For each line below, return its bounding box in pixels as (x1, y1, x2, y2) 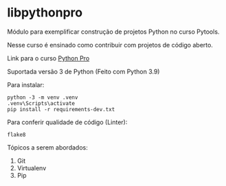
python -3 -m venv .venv (7, 94, 78, 101)
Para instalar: (7, 80, 45, 89)
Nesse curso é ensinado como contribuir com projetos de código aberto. (7, 40, 213, 49)
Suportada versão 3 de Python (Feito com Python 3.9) (7, 67, 160, 75)
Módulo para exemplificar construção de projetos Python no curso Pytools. (7, 27, 220, 36)
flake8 (7, 131, 26, 138)
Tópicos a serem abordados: (7, 143, 88, 152)
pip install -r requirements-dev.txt (7, 106, 115, 113)
